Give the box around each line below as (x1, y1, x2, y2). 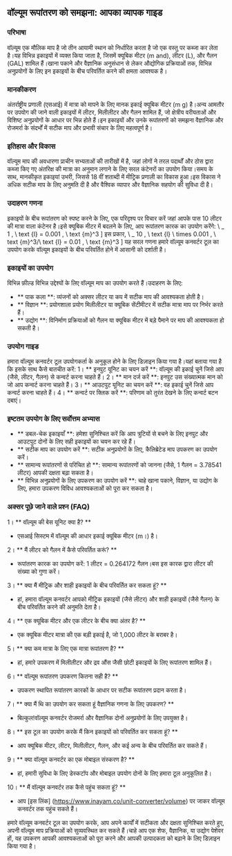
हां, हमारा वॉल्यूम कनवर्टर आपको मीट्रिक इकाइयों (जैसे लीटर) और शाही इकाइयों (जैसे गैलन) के (17, 595, 220, 603)
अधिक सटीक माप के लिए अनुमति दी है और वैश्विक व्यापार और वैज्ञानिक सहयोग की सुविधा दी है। (7, 181, 214, 189)
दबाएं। (7, 396, 22, 405)
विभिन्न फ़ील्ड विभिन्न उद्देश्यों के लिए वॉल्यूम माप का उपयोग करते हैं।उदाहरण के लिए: (7, 279, 183, 287)
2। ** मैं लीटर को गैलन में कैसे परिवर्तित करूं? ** (7, 545, 117, 554)
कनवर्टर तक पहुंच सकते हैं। (17, 805, 78, 813)
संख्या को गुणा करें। (17, 567, 61, 575)
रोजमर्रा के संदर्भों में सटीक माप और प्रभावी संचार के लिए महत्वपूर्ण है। (7, 123, 153, 132)
